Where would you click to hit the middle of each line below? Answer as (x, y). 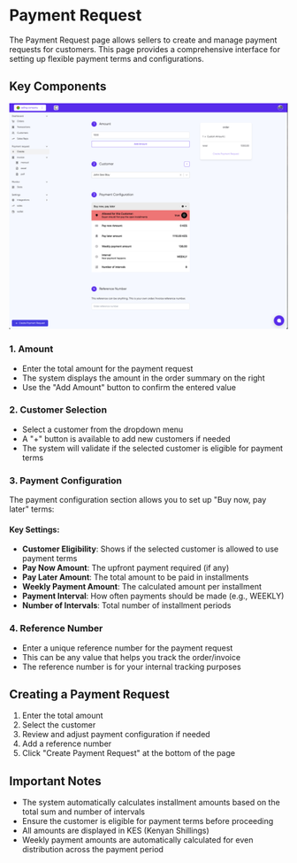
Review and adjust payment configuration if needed (116, 735)
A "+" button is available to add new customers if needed (126, 438)
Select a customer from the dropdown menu (103, 429)
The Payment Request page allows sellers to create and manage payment (143, 40)
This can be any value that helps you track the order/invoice (131, 657)
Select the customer (59, 725)
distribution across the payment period (92, 850)
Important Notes (55, 781)
